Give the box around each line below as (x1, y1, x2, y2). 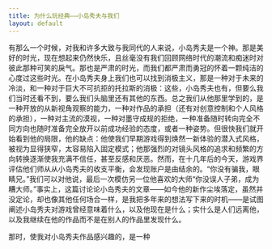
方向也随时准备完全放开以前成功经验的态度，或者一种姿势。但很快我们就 (15, 123, 257, 133)
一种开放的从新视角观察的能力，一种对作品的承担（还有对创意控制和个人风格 (8, 103, 264, 113)
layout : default (8, 19, 63, 27)
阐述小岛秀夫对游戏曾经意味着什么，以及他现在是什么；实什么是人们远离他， (8, 204, 264, 214)
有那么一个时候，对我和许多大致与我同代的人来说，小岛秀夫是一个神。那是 (8, 42, 257, 53)
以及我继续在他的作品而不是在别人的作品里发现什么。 (8, 214, 186, 224)
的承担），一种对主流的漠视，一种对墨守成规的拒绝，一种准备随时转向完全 (8, 113, 253, 123)
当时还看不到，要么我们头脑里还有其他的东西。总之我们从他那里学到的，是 (15, 93, 264, 103)
